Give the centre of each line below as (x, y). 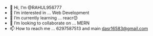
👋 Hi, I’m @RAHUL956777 (36, 8)
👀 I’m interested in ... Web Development (49, 13)
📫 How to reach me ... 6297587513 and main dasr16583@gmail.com (79, 28)
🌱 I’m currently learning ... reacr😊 (44, 18)
